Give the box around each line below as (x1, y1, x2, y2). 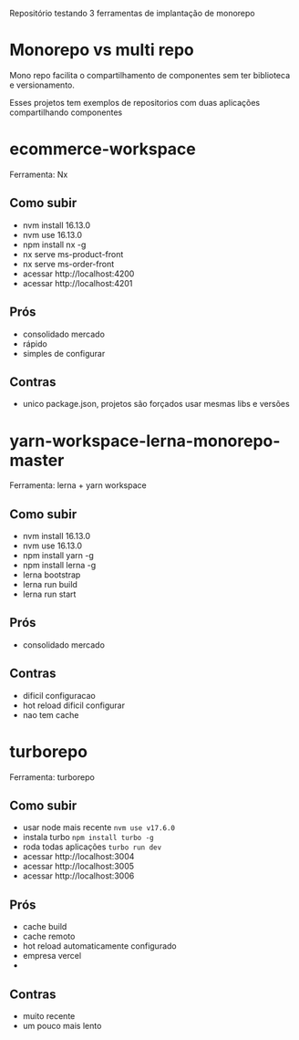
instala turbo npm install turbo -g (22, 832, 154, 843)
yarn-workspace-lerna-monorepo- (9, 431, 281, 451)
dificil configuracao (22, 690, 96, 701)
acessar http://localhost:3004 (22, 851, 135, 862)
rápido (22, 338, 47, 349)
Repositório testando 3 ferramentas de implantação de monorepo (9, 8, 255, 18)
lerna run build (22, 579, 77, 590)
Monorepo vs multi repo (9, 40, 194, 60)
